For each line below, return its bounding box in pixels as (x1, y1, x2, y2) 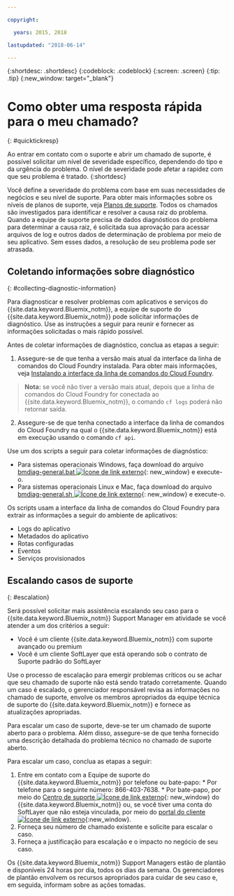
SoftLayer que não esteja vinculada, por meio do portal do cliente (17, 807, 206, 816)
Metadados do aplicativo (17, 532, 89, 541)
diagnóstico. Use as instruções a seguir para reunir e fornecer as (7, 320, 194, 328)
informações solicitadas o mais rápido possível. (7, 328, 145, 336)
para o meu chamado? (7, 113, 139, 129)
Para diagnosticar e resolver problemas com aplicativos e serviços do (7, 298, 208, 306)
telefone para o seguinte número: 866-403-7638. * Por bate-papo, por (17, 785, 221, 793)
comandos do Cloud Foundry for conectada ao (24, 390, 159, 399)
